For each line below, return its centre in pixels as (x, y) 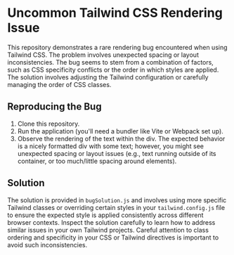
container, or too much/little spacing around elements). (97, 161)
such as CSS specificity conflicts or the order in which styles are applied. (113, 70)
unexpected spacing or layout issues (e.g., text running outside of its (117, 153)
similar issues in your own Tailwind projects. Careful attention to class (108, 230)
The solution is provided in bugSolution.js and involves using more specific (117, 200)
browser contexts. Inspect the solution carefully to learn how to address (111, 222)
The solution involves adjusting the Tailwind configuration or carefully (108, 77)
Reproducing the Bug (54, 107)
